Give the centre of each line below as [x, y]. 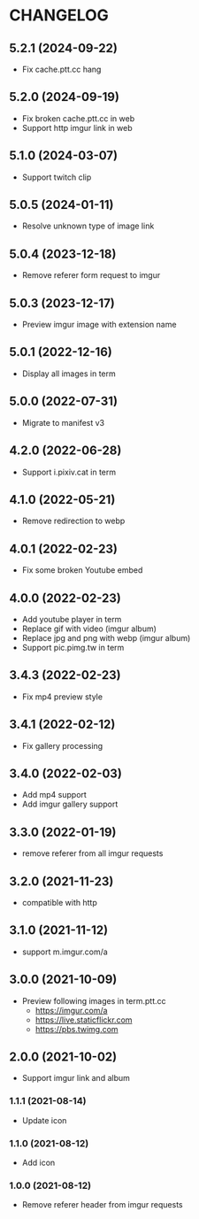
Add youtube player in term [72, 619]
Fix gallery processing [62, 745]
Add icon [38, 1163]
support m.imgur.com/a [65, 952]
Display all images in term [69, 374]
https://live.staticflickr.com [84, 1020]
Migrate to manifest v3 [63, 422]
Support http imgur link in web [77, 127]
